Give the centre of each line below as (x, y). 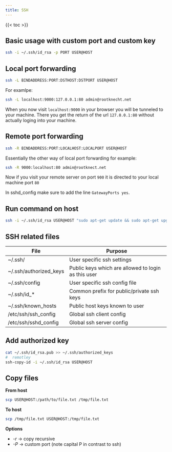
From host (16, 390)
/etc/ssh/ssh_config (32, 314)
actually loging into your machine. (41, 120)
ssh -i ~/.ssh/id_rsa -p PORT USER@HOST (49, 53)
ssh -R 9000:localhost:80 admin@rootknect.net (56, 167)
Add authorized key (37, 341)
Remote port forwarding (44, 136)
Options (14, 428)
